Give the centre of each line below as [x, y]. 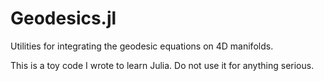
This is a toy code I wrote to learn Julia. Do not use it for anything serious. [162, 65]
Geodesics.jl [63, 18]
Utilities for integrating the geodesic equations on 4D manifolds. [142, 46]
